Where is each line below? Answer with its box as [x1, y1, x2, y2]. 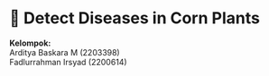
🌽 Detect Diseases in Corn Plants [9, 8, 260, 29]
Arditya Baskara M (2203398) [9, 46, 120, 57]
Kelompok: [9, 38, 51, 48]
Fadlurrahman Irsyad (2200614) [9, 56, 128, 67]
